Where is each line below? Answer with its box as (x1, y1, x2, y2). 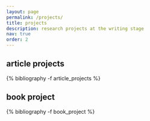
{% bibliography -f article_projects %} (6, 74, 101, 81)
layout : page (6, 8, 39, 15)
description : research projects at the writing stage (6, 25, 145, 32)
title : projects (6, 20, 47, 26)
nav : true (6, 31, 31, 37)
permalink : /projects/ (6, 14, 63, 20)
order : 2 (6, 37, 28, 43)
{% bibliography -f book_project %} (6, 108, 95, 115)
